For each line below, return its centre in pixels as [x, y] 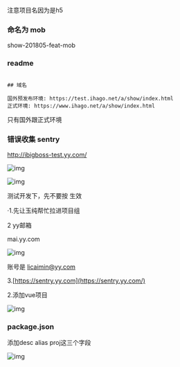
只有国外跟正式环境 [35, 119]
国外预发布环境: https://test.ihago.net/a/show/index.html [90, 98]
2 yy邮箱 [20, 225]
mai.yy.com [24, 239]
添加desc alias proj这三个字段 [49, 343]
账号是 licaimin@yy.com [42, 267]
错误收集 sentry [34, 139]
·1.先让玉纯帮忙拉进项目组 [44, 211]
